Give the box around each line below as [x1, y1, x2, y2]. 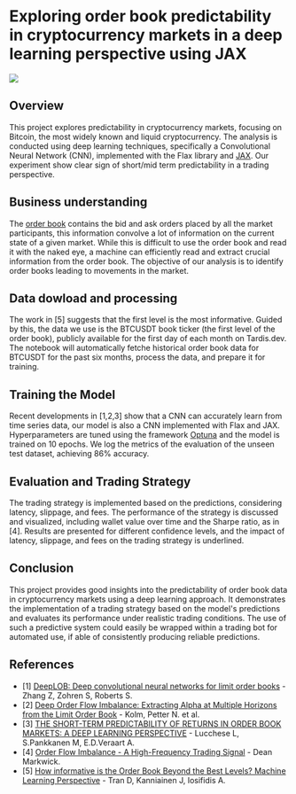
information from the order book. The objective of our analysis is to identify [9, 255, 284, 267]
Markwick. [21, 756, 61, 767]
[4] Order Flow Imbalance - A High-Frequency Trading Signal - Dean [21, 746, 273, 757]
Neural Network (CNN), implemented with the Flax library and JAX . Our [9, 150, 269, 160]
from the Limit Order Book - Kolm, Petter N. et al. [21, 709, 200, 720]
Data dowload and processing [9, 291, 178, 306]
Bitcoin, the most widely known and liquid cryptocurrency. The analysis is [9, 131, 277, 142]
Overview [9, 98, 65, 113]
